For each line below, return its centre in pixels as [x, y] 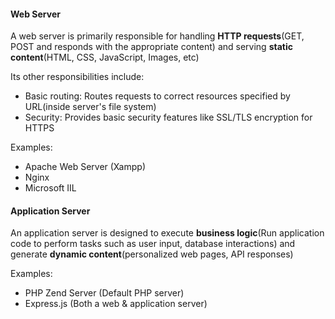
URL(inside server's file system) [90, 107]
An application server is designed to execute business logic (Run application [167, 233]
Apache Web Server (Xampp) [85, 167]
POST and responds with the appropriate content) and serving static [151, 47]
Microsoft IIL [50, 188]
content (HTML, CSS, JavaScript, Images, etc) [105, 57]
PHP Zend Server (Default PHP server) [104, 293]
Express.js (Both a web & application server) [116, 304]
